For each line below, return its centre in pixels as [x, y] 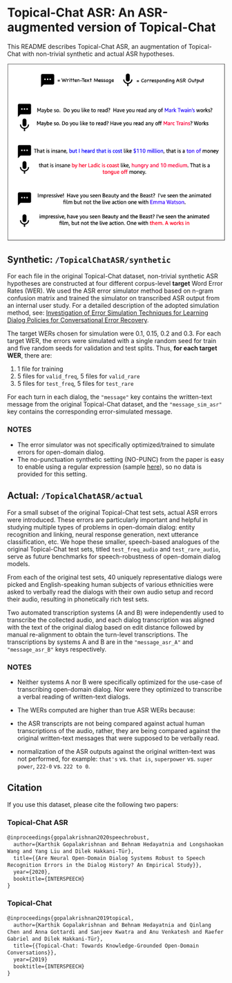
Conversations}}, [32, 953]
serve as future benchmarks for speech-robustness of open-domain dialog [114, 556]
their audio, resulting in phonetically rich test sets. [78, 599]
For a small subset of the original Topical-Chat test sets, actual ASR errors [112, 512]
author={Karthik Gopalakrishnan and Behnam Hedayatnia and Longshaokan [119, 844]
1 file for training [40, 369]
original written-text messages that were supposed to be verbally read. [118, 738]
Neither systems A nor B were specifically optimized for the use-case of [120, 682]
